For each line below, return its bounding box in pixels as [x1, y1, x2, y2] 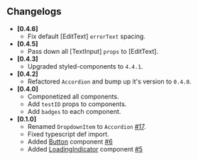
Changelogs [6, 6, 62, 18]
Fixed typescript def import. [27, 130, 109, 138]
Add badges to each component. [27, 107, 121, 115]
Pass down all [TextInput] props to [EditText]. [27, 47, 159, 55]
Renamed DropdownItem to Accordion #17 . [27, 122, 146, 130]
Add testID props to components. [27, 99, 127, 108]
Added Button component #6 [27, 137, 113, 146]
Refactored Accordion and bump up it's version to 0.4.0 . [27, 77, 192, 86]
